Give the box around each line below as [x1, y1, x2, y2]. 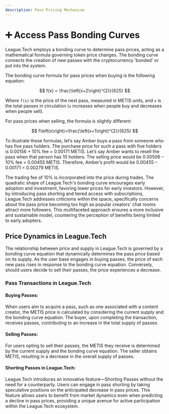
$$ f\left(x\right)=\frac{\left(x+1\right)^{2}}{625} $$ [31, 128, 138, 134]
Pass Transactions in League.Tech [5, 280, 91, 287]
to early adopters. [5, 217, 42, 223]
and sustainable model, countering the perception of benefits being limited [5, 212, 160, 218]
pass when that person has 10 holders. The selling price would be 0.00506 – [5, 154, 164, 160]
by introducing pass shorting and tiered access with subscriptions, [5, 191, 144, 197]
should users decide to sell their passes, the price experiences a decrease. [5, 267, 161, 273]
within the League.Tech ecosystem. [5, 403, 79, 409]
